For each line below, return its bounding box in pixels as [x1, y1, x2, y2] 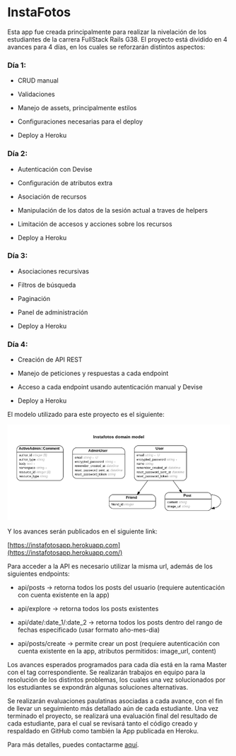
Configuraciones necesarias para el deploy [17, 117, 143, 126]
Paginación [17, 294, 51, 302]
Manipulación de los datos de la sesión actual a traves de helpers [17, 206, 208, 214]
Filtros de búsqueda [17, 280, 76, 289]
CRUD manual [17, 76, 59, 85]
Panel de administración [17, 308, 88, 317]
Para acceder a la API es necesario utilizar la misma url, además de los [7, 562, 213, 570]
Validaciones [17, 90, 55, 99]
